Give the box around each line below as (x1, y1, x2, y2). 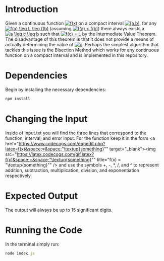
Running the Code (5, 224, 82, 236)
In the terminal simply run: (5, 241, 60, 247)
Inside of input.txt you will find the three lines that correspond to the (5, 130, 147, 136)
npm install (5, 96, 30, 101)
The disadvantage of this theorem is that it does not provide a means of (5, 36, 154, 42)
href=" (5, 140, 19, 146)
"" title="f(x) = (91, 156, 121, 162)
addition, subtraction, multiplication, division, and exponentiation (5, 167, 140, 173)
